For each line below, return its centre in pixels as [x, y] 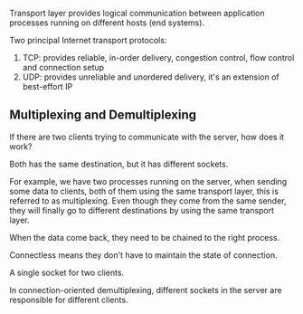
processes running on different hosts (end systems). [107, 23]
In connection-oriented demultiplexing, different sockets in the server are [146, 290]
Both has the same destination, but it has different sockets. [119, 164]
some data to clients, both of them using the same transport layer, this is [144, 191]
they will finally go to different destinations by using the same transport [142, 210]
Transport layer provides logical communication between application [137, 13]
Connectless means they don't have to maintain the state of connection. [143, 255]
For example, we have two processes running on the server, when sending [148, 181]
